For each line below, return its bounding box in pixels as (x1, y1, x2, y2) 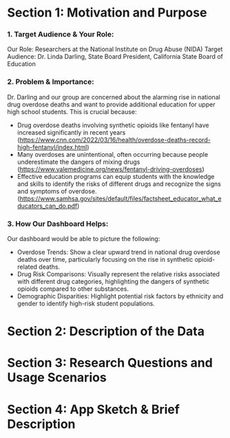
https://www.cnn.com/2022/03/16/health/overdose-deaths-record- (19, 135, 211, 144)
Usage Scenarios (7, 370, 107, 385)
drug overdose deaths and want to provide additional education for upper (7, 100, 216, 108)
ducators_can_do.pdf (17, 202, 78, 210)
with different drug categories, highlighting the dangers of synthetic (17, 278, 210, 286)
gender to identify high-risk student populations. (17, 299, 155, 308)
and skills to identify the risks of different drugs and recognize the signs (17, 180, 222, 188)
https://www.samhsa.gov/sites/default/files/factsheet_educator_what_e (19, 194, 222, 202)
